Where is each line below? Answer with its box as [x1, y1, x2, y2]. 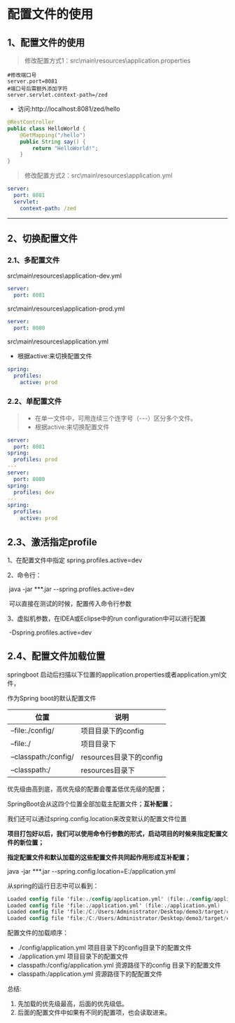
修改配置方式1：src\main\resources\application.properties [24, 57, 191, 65]
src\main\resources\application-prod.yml [7, 304, 125, 313]
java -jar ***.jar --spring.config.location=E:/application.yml [7, 867, 176, 875]
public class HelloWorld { [7, 125, 86, 132]
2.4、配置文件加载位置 [7, 650, 106, 663]
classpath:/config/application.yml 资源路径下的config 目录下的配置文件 [17, 961, 222, 970]
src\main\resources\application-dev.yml [7, 271, 122, 280]
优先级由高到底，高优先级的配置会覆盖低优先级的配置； [7, 785, 166, 793]
